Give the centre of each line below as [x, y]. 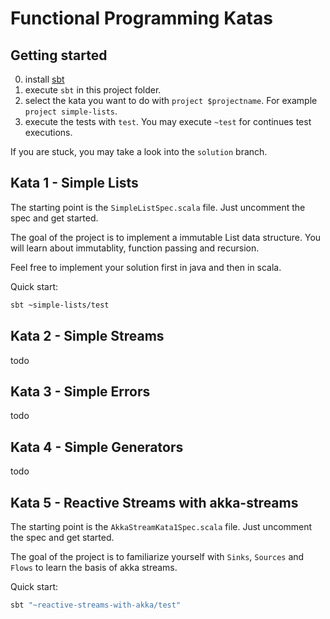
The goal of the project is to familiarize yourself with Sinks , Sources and [157, 556]
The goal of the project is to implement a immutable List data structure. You [166, 237]
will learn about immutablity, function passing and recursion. [135, 248]
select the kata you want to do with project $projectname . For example [171, 100]
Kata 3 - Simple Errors [80, 391]
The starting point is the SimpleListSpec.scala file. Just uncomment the [158, 207]
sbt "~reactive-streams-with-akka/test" [96, 605]
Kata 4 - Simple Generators [97, 447]
